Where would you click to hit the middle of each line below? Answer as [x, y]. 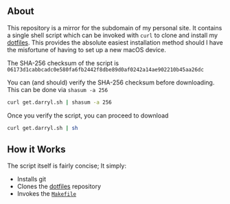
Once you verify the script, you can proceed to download [88, 115]
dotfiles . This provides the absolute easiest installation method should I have [115, 42]
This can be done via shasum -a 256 [58, 89]
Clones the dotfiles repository [59, 186]
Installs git [32, 179]
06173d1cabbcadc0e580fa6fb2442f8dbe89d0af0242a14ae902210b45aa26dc [106, 69]
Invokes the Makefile [47, 194]
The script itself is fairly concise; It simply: [67, 166]
